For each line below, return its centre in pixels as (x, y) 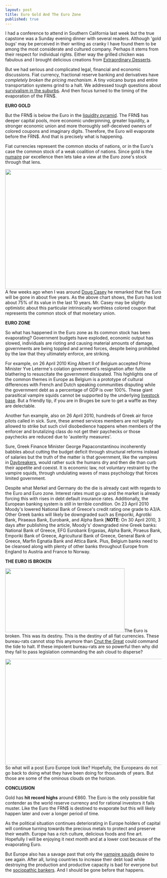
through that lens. (23, 162)
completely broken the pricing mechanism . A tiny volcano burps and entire (82, 80)
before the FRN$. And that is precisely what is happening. (64, 137)
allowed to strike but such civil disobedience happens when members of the (83, 426)
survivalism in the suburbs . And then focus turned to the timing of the (76, 91)
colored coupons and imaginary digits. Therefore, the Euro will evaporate (80, 131)
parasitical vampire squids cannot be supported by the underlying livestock (83, 396)
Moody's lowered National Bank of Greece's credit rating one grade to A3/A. (83, 509)
